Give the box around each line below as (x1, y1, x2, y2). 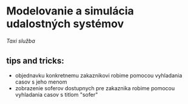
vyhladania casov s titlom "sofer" (15, 91, 98, 98)
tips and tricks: (6, 56, 65, 66)
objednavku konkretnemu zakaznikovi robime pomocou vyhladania (15, 72, 183, 79)
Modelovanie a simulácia (6, 4, 135, 18)
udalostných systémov (6, 17, 124, 31)
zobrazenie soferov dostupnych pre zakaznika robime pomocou (15, 84, 175, 91)
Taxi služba (6, 37, 35, 44)
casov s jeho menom (15, 78, 67, 85)
